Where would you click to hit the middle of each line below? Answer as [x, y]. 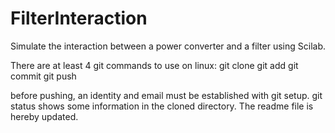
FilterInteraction [79, 18]
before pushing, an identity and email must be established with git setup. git [166, 95]
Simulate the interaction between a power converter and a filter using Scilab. [168, 46]
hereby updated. [44, 116]
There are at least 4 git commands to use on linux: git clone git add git [154, 65]
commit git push [43, 76]
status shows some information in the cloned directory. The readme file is [162, 106]
